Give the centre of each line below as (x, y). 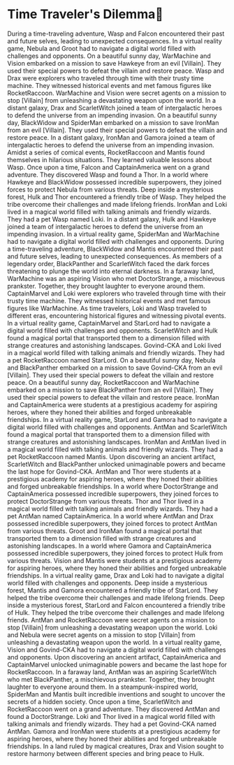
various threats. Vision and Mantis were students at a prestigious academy (115, 560)
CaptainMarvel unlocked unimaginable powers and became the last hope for (117, 664)
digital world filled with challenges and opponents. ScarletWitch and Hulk (112, 330)
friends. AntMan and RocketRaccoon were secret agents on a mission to (111, 620)
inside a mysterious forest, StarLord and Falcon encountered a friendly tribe (116, 605)
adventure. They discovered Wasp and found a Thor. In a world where (108, 175)
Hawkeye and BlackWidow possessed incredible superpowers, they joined (115, 182)
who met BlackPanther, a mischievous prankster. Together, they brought (111, 679)
